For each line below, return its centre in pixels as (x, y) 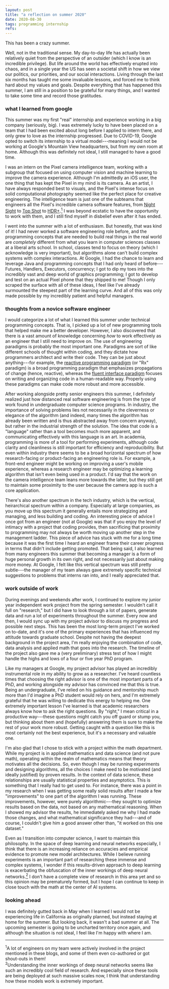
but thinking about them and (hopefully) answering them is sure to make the (84, 722)
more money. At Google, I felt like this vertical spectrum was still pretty (78, 565)
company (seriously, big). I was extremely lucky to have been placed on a (81, 125)
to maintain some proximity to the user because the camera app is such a (81, 485)
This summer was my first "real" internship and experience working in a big (83, 120)
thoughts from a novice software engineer (58, 309)
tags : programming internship (37, 24)
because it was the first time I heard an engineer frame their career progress (84, 543)
